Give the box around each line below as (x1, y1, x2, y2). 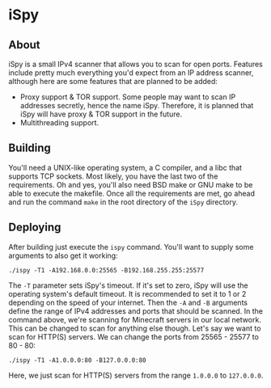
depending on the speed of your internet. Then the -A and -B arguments (8, 297, 248, 307)
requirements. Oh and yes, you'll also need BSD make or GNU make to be (8, 179, 253, 189)
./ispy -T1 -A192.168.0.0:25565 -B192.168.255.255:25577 (8, 266, 205, 274)
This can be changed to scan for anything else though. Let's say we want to (8, 323, 261, 333)
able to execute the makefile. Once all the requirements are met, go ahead (8, 188, 256, 198)
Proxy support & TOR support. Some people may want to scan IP (19, 92, 236, 102)
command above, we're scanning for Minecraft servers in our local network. (8, 314, 261, 324)
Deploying (8, 221, 61, 234)
